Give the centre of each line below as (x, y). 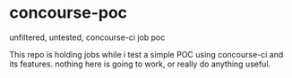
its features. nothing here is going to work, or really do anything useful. (140, 64)
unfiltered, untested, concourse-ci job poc (87, 37)
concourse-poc (69, 13)
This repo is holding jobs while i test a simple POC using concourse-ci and (146, 54)
